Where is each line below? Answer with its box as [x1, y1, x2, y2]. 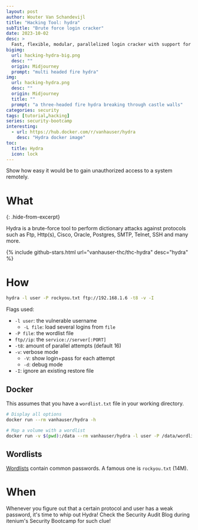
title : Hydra [11, 145, 44, 151]
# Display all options [6, 411, 62, 417]
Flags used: [6, 306, 34, 313]
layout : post [6, 8, 38, 15]
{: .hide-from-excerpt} [6, 213, 61, 221]
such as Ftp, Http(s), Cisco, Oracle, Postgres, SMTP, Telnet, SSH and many [6, 231, 189, 238]
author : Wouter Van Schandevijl [6, 14, 85, 20]
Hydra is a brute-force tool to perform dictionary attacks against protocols [6, 225, 186, 232]
